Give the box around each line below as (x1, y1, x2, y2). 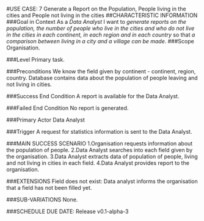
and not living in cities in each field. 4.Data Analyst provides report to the (6, 159, 189, 167)
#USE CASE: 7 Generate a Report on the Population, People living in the (6, 5, 186, 12)
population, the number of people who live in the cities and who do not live (6, 24, 195, 32)
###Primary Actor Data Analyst (6, 116, 85, 123)
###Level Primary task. (6, 56, 65, 63)
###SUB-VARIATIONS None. (6, 196, 78, 203)
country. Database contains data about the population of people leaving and (6, 74, 198, 81)
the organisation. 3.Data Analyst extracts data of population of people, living (6, 153, 199, 160)
